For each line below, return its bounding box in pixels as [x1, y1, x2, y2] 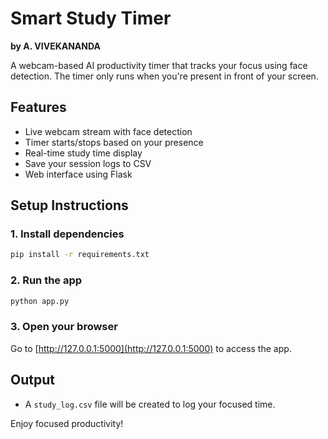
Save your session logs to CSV [24, 157, 152, 169]
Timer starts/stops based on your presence [24, 136, 204, 148]
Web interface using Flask [24, 168, 133, 180]
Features [10, 99, 67, 116]
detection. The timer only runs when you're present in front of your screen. [10, 70, 319, 82]
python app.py [10, 296, 70, 306]
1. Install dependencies [10, 227, 125, 241]
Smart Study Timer [10, 7, 172, 30]
